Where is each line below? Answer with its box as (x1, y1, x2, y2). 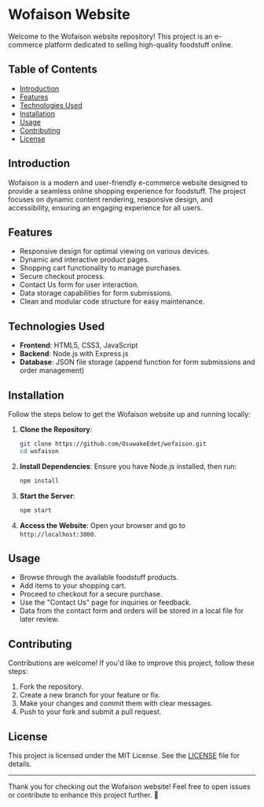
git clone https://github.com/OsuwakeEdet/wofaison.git (19, 440, 207, 448)
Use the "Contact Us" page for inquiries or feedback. (19, 597, 192, 608)
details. (8, 759, 32, 768)
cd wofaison (19, 447, 59, 455)
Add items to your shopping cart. (19, 581, 126, 590)
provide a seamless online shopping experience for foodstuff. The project (8, 186, 246, 195)
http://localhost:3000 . (19, 529, 97, 538)
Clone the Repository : (19, 425, 93, 434)
